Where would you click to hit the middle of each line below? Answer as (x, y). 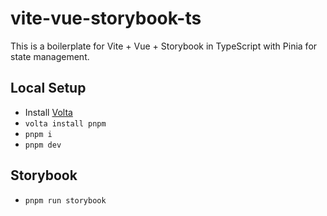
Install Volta (48, 112)
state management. (50, 56)
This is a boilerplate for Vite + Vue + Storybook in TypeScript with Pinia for (164, 46)
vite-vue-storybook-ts (106, 18)
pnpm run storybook (65, 200)
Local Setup (48, 88)
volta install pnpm (65, 123)
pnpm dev (43, 145)
